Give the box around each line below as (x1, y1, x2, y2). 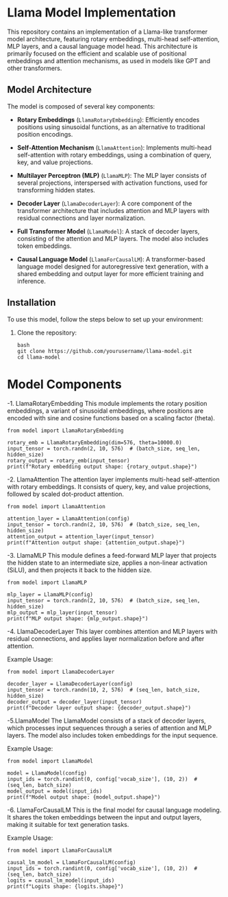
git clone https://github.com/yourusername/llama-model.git (16, 348, 192, 354)
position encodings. (16, 130, 73, 138)
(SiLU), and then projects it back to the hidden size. (7, 565, 152, 574)
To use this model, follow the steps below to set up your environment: (7, 315, 203, 323)
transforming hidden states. (16, 185, 96, 194)
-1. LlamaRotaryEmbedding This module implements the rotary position (7, 399, 207, 407)
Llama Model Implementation (7, 5, 177, 21)
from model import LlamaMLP (7, 579, 88, 586)
